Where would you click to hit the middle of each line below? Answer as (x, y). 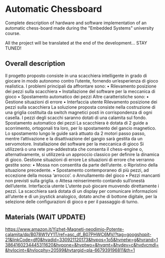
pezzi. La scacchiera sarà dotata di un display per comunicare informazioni (81, 191)
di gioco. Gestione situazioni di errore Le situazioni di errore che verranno (80, 160)
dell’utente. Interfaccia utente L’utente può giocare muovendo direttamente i (82, 186)
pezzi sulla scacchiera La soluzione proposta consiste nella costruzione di (80, 107)
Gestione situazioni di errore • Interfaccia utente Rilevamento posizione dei (81, 102)
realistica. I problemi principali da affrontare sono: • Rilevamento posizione (81, 86)
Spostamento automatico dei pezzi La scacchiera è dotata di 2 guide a (77, 123)
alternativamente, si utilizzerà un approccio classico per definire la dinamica (82, 154)
